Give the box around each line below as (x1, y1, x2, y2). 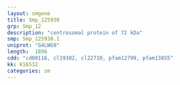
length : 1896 (7, 49, 48, 56)
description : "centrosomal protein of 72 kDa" (7, 29, 143, 36)
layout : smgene (7, 10, 51, 17)
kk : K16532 (7, 61, 38, 68)
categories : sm (7, 67, 51, 74)
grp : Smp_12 (7, 23, 41, 29)
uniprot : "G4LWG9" (7, 42, 60, 49)
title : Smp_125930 (7, 16, 60, 23)
